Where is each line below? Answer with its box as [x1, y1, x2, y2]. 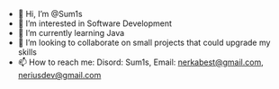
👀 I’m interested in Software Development [17, 18, 173, 29]
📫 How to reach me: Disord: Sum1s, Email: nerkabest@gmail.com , [17, 57, 264, 67]
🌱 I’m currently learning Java [17, 28, 125, 38]
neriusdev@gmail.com [17, 70, 102, 80]
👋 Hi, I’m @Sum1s [17, 9, 83, 19]
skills [17, 47, 38, 58]
